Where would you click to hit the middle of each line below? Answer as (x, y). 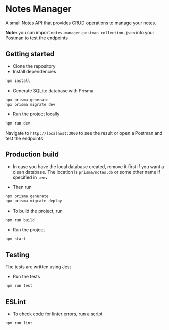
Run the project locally (36, 114)
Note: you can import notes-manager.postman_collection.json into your (80, 32)
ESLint (16, 302)
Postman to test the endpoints (37, 38)
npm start (16, 239)
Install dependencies (34, 71)
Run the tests (26, 277)
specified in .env (30, 177)
